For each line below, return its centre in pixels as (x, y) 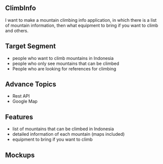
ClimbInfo (21, 8)
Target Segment (30, 46)
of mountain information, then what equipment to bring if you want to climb (82, 25)
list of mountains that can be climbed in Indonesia (63, 129)
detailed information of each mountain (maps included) (68, 134)
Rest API (21, 96)
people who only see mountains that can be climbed (66, 63)
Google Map (25, 102)
